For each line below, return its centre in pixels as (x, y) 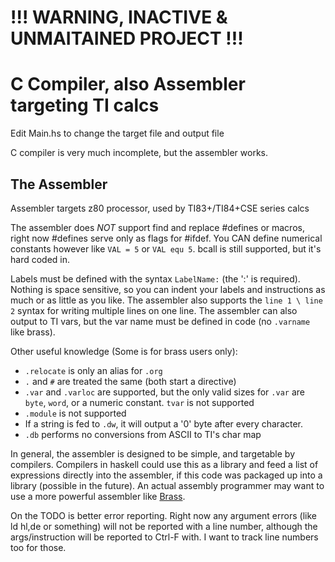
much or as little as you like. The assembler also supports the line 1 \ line (166, 300)
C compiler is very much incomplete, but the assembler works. (139, 153)
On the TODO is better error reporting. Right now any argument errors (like (163, 515)
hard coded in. (40, 259)
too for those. (38, 547)
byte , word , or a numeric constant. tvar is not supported (139, 402)
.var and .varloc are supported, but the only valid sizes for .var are (164, 392)
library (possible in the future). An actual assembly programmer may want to (167, 485)
